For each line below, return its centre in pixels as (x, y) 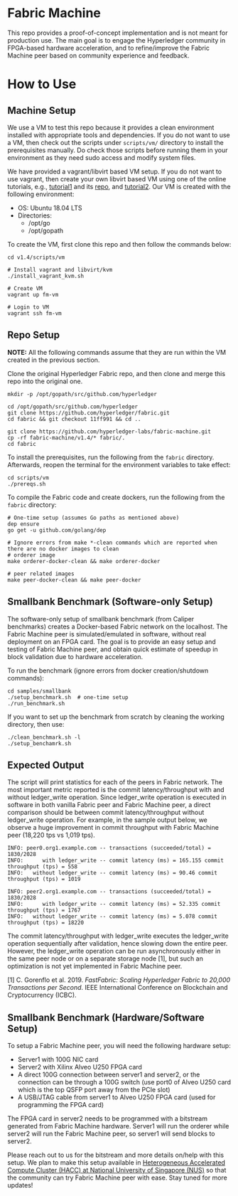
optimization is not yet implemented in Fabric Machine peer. (95, 966)
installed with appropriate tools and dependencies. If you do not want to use (119, 135)
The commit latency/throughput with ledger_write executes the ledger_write (118, 936)
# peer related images (41, 574)
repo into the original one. (45, 381)
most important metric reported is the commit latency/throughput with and (116, 790)
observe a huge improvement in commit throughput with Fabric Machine (113, 828)
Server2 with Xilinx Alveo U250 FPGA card (80, 1067)
